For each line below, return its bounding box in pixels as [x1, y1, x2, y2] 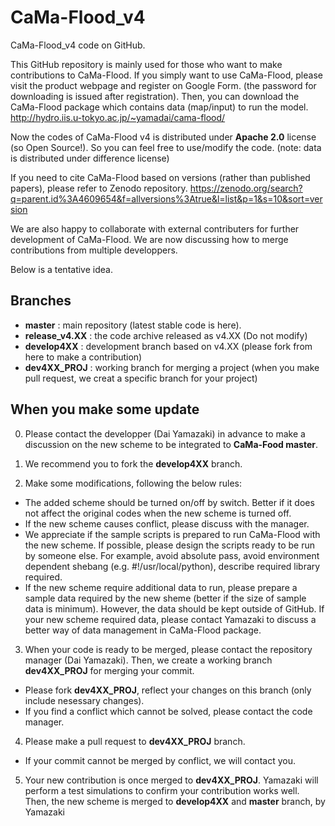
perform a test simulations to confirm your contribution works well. [24, 784, 300, 796]
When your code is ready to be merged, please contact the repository [24, 643, 313, 655]
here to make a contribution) [24, 351, 143, 363]
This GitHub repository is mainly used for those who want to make [10, 58, 283, 70]
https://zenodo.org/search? [189, 182, 303, 194]
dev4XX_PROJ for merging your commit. [24, 664, 195, 676]
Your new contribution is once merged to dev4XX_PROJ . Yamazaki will [24, 774, 319, 786]
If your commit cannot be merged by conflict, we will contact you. [24, 754, 296, 766]
